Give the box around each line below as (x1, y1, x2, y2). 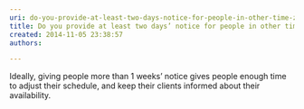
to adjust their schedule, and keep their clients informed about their (9, 80, 261, 91)
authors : (9, 38, 43, 48)
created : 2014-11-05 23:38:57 (9, 30, 124, 39)
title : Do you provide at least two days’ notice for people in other (9, 22, 281, 31)
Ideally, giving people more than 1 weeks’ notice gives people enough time (9, 71, 287, 82)
